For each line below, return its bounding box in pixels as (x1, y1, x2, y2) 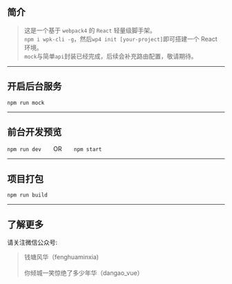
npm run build (7, 192, 48, 199)
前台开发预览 (7, 126, 62, 138)
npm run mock (7, 99, 45, 106)
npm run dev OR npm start (7, 145, 102, 153)
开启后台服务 (7, 81, 62, 92)
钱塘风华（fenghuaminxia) (23, 253, 99, 261)
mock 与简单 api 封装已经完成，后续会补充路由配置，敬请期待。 (23, 52, 197, 60)
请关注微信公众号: (7, 239, 58, 247)
